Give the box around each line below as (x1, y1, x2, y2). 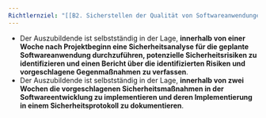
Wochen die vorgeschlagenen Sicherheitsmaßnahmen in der (19, 84, 224, 93)
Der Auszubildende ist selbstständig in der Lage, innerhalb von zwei (19, 75, 244, 85)
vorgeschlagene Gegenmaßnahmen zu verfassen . (19, 67, 188, 76)
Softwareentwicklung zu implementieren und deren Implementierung (19, 92, 253, 101)
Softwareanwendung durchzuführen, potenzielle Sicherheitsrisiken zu (19, 50, 257, 59)
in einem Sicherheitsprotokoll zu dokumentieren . (19, 101, 184, 110)
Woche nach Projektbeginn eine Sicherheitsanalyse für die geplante (19, 41, 249, 51)
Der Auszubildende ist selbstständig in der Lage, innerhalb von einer (19, 33, 245, 43)
